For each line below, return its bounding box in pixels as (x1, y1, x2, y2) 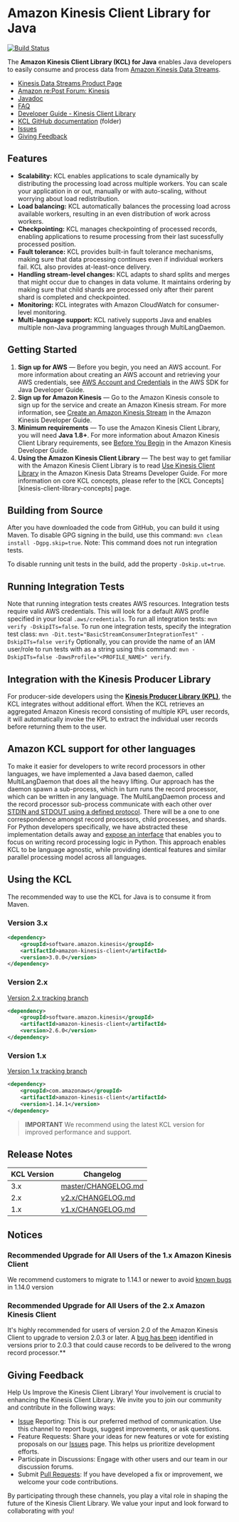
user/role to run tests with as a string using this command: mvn (7, 645, 189, 654)
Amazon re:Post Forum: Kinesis (17, 86, 110, 95)
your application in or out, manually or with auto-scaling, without (17, 187, 207, 195)
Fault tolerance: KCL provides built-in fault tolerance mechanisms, (17, 247, 213, 256)
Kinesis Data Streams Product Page (17, 78, 122, 87)
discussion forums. (17, 1463, 74, 1471)
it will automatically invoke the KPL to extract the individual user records (7, 715, 218, 723)
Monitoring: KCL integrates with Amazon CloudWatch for (17, 300, 186, 309)
